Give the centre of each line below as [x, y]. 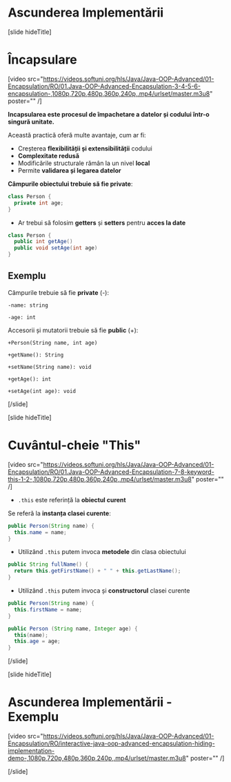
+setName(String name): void [50, 367]
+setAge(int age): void [42, 391]
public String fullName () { [48, 564]
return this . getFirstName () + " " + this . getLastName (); [98, 571]
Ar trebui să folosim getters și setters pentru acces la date [102, 222]
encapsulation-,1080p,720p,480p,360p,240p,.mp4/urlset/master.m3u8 [109, 93]
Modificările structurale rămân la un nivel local [84, 163]
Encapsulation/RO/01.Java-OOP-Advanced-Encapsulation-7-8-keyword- [111, 472]
